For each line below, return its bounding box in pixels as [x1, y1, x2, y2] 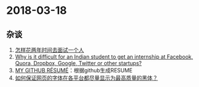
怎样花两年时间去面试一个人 [14, 47, 84, 53]
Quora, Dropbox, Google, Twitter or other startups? [14, 60, 142, 66]
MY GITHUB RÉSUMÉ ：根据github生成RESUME [14, 67, 133, 74]
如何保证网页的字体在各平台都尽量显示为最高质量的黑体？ [14, 74, 158, 82]
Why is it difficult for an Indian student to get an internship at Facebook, [14, 53, 194, 60]
